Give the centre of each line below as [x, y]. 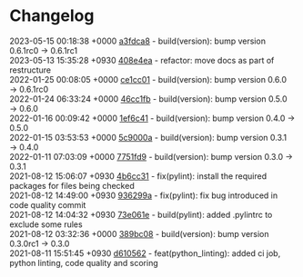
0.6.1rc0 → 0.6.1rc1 [44, 50]
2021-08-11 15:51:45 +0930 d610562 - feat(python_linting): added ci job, [145, 253]
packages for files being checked [72, 185]
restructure [30, 70]
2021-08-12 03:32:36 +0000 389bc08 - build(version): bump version [140, 233]
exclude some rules [46, 224]
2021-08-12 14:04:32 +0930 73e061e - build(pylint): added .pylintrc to [141, 214]
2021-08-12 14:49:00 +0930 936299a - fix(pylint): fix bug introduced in [144, 195]
